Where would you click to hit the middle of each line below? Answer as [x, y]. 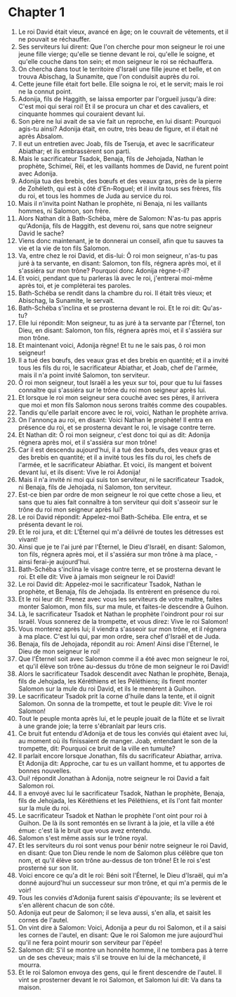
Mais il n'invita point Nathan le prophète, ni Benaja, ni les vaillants [113, 203]
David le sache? [41, 233]
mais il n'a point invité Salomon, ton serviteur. [84, 375]
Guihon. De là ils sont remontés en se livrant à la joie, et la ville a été [116, 823]
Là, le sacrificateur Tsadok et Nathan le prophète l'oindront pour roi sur [121, 614]
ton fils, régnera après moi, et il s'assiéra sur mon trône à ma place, [116, 554]
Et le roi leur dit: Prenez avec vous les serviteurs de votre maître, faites [120, 599]
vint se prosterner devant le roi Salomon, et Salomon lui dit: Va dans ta [120, 979]
